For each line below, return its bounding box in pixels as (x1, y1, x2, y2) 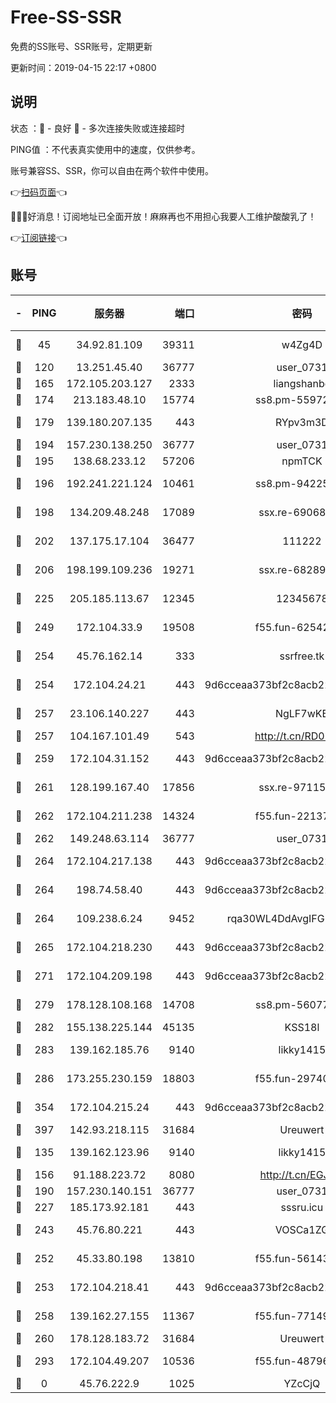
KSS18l (284, 1020, 320, 1034)
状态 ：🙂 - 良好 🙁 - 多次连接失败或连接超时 (10, 122, 185, 134)
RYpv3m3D (274, 415, 329, 429)
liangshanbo (273, 376, 332, 390)
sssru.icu (280, 1200, 324, 1214)
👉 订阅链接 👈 (10, 231, 68, 243)
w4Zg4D (281, 337, 323, 351)
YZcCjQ (283, 1376, 321, 1390)
